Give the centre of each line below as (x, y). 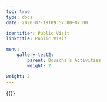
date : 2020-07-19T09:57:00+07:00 (47, 22)
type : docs (19, 17)
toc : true (18, 11)
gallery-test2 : (35, 55)
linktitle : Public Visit (36, 39)
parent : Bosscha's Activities (64, 60)
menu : (13, 50)
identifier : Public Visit (38, 33)
